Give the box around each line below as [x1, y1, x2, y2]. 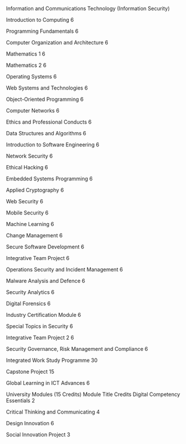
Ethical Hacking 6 [6, 164, 48, 170]
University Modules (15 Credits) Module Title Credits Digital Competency [6, 391, 181, 398]
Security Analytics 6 [6, 289, 55, 295]
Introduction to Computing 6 [6, 16, 74, 23]
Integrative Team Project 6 [6, 255, 70, 261]
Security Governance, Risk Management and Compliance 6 [6, 346, 149, 352]
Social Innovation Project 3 [6, 431, 71, 438]
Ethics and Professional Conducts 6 [6, 118, 92, 125]
